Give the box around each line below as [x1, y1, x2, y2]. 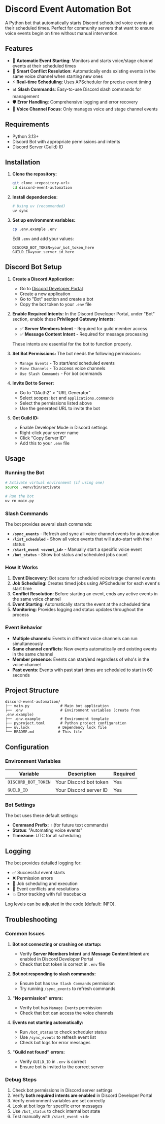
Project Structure [5, 686, 59, 695]
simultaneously [12, 641, 43, 647]
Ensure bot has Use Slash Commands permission [19, 980, 115, 986]
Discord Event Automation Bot [5, 3, 132, 15]
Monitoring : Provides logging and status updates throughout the [12, 607, 144, 613]
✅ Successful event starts [12, 870, 66, 876]
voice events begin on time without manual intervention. [5, 30, 119, 36]
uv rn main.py [5, 498, 34, 503]
